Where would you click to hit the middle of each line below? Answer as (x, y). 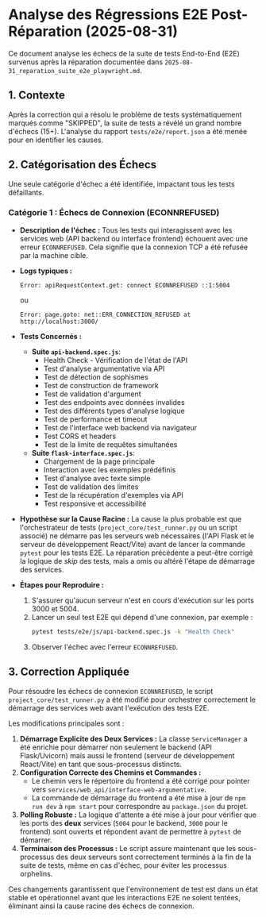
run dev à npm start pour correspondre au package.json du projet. (140, 806)
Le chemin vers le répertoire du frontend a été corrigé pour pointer (141, 780)
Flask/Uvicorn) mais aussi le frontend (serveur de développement (127, 755)
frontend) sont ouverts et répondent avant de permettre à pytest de (131, 831)
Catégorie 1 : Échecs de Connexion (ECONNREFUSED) (114, 213)
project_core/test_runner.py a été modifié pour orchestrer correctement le (132, 699)
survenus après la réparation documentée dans (86, 62)
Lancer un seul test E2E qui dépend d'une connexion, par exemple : (142, 617)
